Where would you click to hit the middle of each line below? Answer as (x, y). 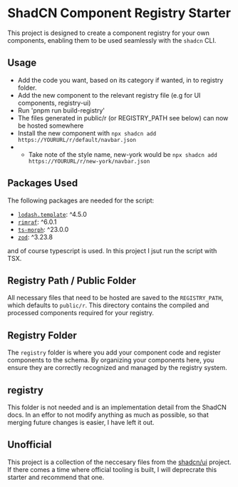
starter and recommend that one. (56, 477)
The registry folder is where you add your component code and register (114, 353)
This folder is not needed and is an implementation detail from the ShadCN (117, 407)
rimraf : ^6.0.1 (37, 222)
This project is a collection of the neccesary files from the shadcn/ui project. (119, 462)
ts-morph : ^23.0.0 (43, 229)
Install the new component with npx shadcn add (87, 133)
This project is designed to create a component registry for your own (109, 33)
